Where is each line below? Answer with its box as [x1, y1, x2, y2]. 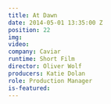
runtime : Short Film [8, 56, 76, 63]
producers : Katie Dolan [8, 70, 86, 77]
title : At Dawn [8, 11, 58, 20]
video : [8, 41, 30, 48]
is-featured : [8, 84, 51, 92]
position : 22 [8, 26, 51, 34]
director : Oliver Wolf [8, 63, 82, 70]
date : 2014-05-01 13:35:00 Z [8, 19, 103, 27]
